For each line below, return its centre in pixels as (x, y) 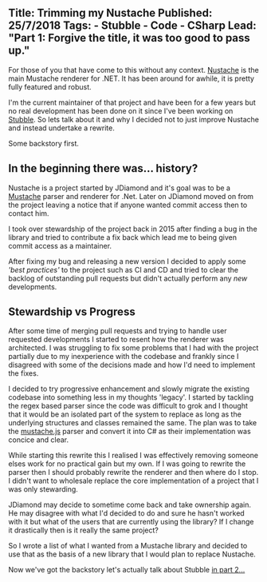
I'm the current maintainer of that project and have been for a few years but (132, 102)
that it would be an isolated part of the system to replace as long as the (125, 414)
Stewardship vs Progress (72, 312)
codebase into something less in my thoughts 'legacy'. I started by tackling (131, 397)
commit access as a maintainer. (60, 245)
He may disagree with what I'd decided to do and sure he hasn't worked (126, 513)
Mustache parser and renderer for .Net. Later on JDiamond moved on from (131, 196)
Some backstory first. (44, 143)
